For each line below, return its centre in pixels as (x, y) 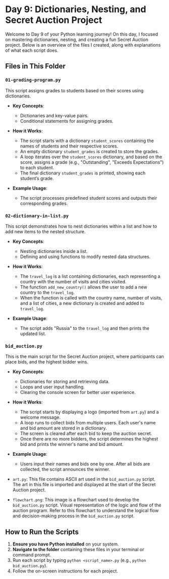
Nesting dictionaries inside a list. (54, 251)
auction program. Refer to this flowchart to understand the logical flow (86, 511)
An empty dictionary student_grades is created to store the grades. (90, 151)
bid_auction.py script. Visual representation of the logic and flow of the (87, 505)
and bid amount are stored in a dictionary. (63, 428)
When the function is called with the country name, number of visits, (91, 298)
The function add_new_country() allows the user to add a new (83, 287)
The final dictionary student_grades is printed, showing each (83, 173)
